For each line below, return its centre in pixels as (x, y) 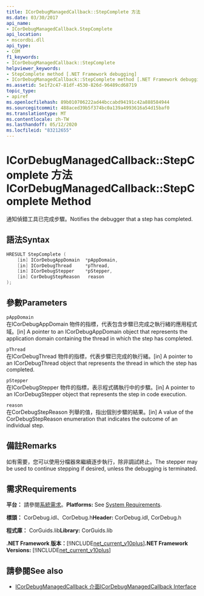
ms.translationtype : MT (36, 113)
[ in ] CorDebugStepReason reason (61, 277)
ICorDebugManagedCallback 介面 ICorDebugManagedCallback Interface (106, 587)
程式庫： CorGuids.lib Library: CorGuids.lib (59, 530)
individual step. (25, 425)
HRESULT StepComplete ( (36, 254)
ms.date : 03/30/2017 (32, 18)
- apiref (17, 97)
